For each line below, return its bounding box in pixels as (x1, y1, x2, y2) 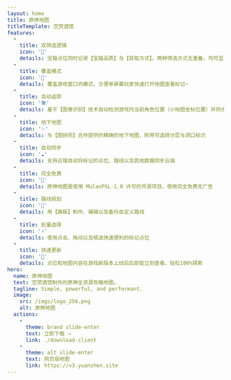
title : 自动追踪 (19, 94, 62, 101)
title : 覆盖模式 (19, 67, 62, 74)
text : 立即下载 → (25, 330, 71, 337)
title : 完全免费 (19, 170, 62, 177)
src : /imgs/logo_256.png (19, 298, 91, 305)
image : (13, 292, 32, 299)
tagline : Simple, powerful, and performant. (13, 285, 143, 293)
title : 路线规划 (19, 196, 62, 203)
